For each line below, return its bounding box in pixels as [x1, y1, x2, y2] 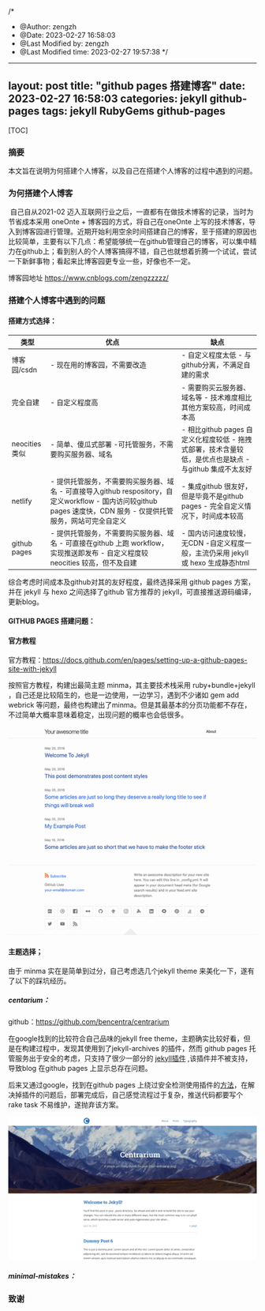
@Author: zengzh [19, 22, 77, 31]
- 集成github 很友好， [181, 482, 252, 491]
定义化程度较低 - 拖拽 [181, 434, 252, 444]
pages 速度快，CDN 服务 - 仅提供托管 [50, 506, 174, 516]
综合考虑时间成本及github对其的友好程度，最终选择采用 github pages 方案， [8, 577, 255, 587]
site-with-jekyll [8, 663, 57, 674]
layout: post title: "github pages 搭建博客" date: [8, 79, 246, 93]
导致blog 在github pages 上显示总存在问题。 [8, 1063, 152, 1072]
